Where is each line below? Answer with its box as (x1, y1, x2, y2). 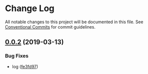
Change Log (5, 3, 54, 14)
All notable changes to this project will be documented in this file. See (5, 19, 144, 25)
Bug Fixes (5, 53, 29, 59)
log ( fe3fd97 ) (12, 63, 39, 69)
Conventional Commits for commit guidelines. (5, 24, 95, 30)
